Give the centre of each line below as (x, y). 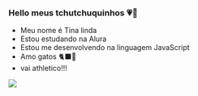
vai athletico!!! (43, 69)
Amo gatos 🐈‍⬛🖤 (48, 56)
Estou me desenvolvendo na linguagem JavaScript (105, 48)
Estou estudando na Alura (63, 39)
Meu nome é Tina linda (58, 31)
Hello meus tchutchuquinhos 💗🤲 (73, 13)
